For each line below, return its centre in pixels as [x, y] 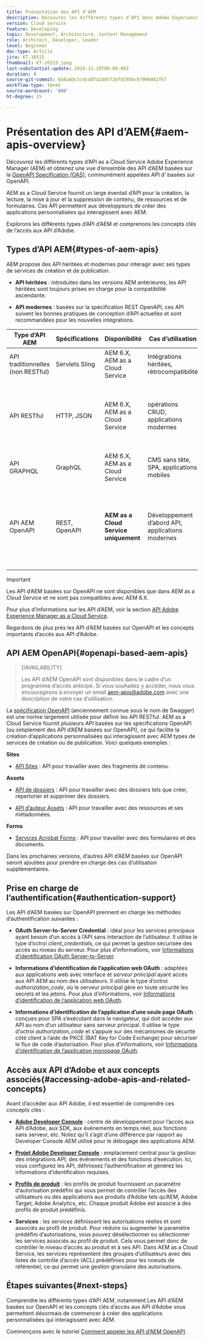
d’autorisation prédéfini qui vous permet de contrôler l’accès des [96, 1190]
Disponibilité [123, 339]
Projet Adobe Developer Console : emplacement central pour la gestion [105, 1153]
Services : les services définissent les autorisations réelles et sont [98, 1221]
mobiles [159, 475]
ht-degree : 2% [24, 97]
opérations [163, 404]
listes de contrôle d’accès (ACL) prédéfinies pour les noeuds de [95, 1260]
